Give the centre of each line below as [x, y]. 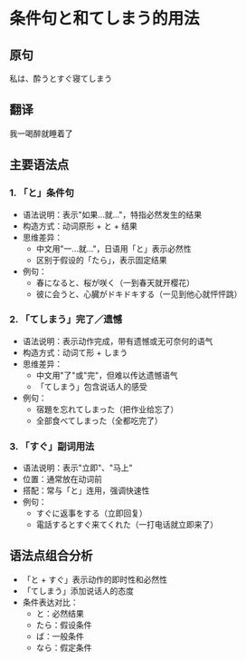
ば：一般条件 [60, 636]
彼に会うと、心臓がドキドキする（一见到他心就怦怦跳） [139, 294]
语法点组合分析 [51, 556]
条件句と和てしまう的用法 [105, 19]
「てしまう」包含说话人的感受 [91, 386]
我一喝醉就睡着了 [41, 133]
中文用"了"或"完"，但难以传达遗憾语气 [107, 375]
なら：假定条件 [64, 647]
